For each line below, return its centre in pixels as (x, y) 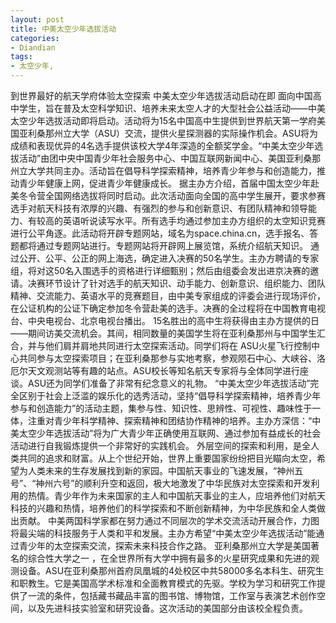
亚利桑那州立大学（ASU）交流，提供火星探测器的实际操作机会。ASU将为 (168, 133)
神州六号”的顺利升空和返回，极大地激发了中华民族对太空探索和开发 (173, 483)
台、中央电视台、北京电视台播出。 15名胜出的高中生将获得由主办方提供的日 (165, 320)
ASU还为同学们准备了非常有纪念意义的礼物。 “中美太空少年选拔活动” (169, 383)
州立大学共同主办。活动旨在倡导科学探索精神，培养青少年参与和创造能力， (163, 170)
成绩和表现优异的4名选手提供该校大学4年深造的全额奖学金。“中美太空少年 (162, 145)
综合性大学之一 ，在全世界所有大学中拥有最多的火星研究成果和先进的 (169, 558)
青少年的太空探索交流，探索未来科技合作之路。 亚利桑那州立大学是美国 (164, 545)
